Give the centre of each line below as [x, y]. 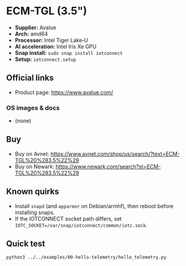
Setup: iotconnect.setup [45, 59]
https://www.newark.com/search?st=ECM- [108, 166]
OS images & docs [33, 107]
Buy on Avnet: [32, 154]
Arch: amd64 [31, 33]
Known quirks [33, 192]
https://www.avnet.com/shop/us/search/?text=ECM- [115, 154]
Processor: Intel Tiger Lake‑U [51, 40]
